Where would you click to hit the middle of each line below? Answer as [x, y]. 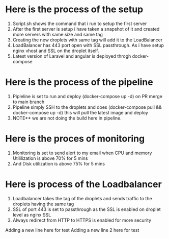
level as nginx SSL [32, 215]
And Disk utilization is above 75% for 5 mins [59, 163]
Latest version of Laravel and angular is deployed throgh [72, 56]
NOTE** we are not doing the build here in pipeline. [67, 118]
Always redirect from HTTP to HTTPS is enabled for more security [82, 220]
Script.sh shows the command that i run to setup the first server [80, 23]
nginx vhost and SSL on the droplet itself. [56, 51]
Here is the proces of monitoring [75, 139]
